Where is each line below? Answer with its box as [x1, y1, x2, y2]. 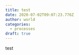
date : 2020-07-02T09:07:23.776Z [5, 12, 74, 17]
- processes [10, 26, 36, 32]
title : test [5, 7, 31, 13]
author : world [5, 17, 36, 22]
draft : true [5, 31, 31, 36]
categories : [5, 21, 31, 27]
